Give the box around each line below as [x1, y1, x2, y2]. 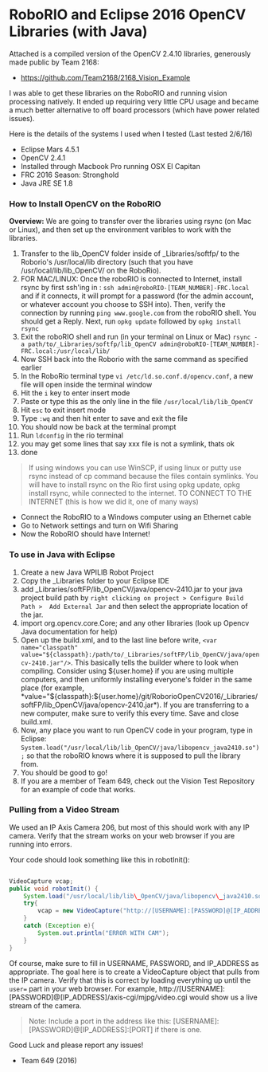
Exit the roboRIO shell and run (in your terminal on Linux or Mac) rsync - [20, 332, 258, 342]
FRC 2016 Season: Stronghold [20, 170, 119, 179]
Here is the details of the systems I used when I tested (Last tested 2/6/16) [9, 129, 253, 139]
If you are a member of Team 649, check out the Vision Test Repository [20, 776, 255, 786]
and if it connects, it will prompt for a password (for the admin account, [20, 291, 254, 300]
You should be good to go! [20, 768, 108, 777]
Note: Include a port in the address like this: [28, 1016, 172, 1026]
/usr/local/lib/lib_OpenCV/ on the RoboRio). [20, 265, 161, 276]
